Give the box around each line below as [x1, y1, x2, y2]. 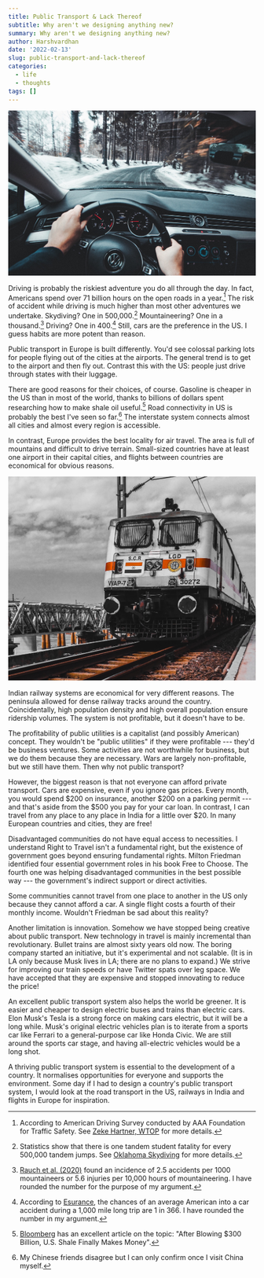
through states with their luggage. [8, 369, 118, 379]
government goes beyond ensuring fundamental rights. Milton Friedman [8, 850, 241, 860]
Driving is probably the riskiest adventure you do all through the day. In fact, [8, 283, 254, 292]
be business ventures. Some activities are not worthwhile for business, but [8, 745, 250, 755]
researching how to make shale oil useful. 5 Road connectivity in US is [8, 401, 233, 412]
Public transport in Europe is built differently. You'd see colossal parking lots [8, 344, 255, 354]
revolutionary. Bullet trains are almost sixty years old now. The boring [8, 939, 233, 949]
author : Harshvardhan [8, 38, 79, 46]
